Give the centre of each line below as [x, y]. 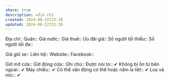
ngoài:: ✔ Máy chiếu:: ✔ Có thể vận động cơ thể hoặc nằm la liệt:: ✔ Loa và [85, 70]
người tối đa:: [19, 45]
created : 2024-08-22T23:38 [34, 19]
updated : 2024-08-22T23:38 [34, 24]
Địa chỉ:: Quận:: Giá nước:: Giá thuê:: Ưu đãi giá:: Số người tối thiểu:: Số [80, 39]
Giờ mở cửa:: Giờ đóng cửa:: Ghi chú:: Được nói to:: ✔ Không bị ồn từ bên [82, 64]
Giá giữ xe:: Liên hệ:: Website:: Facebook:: [50, 54]
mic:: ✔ [13, 75]
